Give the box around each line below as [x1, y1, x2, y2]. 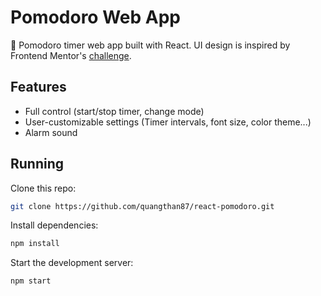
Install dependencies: [10, 219, 99, 231]
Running [10, 156, 65, 173]
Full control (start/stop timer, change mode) [24, 105, 205, 117]
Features [10, 79, 67, 96]
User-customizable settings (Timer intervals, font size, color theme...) [24, 116, 312, 128]
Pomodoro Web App [10, 6, 181, 29]
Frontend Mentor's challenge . [10, 49, 132, 61]
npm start [10, 276, 52, 286]
